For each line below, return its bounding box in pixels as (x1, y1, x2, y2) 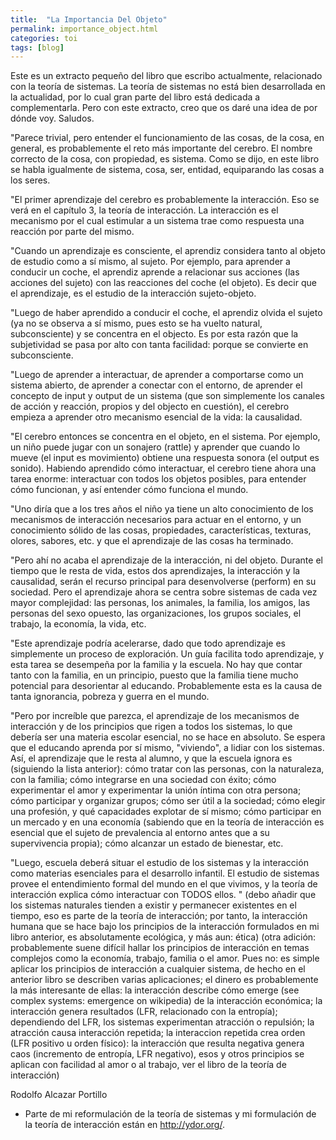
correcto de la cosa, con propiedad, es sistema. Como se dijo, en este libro (10, 153, 320, 165)
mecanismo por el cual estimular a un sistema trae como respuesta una (10, 215, 305, 227)
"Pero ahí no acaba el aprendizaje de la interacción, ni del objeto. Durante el (10, 554, 323, 566)
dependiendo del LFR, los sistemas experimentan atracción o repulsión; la (10, 1016, 315, 1028)
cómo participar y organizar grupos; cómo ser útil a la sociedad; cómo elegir (10, 795, 326, 807)
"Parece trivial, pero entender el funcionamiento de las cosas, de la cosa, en (10, 132, 325, 144)
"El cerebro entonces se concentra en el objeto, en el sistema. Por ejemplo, (10, 431, 321, 443)
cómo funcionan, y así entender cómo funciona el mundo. (10, 484, 249, 496)
